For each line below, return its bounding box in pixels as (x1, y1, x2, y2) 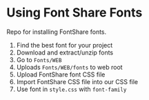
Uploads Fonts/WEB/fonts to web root (16, 63, 123, 71)
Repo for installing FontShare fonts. (6, 28, 107, 36)
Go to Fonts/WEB (16, 55, 62, 63)
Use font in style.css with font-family (16, 85, 127, 93)
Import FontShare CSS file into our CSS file (16, 77, 139, 86)
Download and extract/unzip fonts (16, 48, 114, 57)
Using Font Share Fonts (6, 5, 143, 21)
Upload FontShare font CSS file (16, 70, 106, 79)
